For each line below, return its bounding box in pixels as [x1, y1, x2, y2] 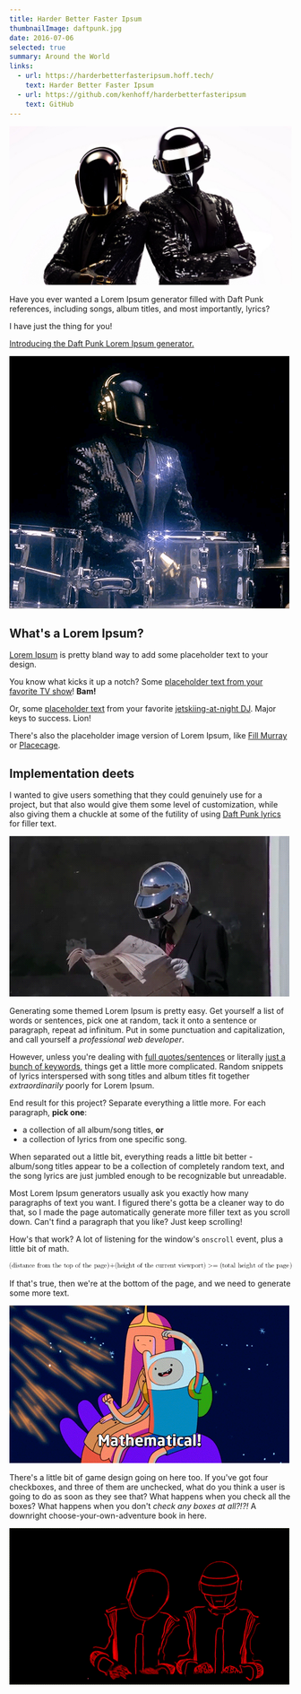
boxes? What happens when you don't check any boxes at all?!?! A [9, 1501, 257, 1512]
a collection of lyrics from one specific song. [21, 1134, 187, 1145]
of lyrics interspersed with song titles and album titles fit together [9, 1070, 250, 1081]
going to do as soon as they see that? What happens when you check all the [9, 1491, 291, 1502]
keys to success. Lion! [9, 713, 91, 724]
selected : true [9, 43, 66, 52]
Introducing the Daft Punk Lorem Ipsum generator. [9, 337, 194, 349]
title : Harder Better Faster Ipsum [9, 14, 142, 23]
